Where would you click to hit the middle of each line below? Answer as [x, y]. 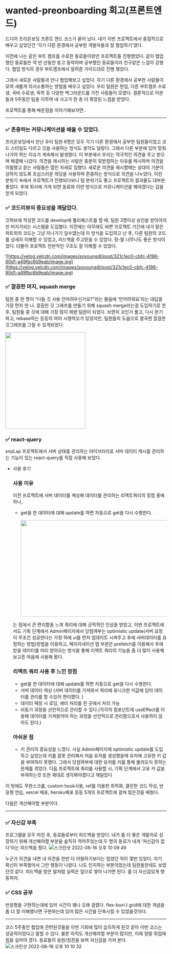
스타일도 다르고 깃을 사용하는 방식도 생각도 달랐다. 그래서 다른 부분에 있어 [84, 148]
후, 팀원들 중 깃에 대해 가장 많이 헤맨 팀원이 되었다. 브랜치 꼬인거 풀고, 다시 [79, 311]
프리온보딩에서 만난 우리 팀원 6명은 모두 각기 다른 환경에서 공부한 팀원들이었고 [83, 142]
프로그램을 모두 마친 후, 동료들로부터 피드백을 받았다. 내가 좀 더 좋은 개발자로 [82, 835]
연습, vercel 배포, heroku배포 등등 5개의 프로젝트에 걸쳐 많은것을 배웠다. [87, 792]
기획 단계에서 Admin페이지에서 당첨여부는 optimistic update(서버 [88, 631]
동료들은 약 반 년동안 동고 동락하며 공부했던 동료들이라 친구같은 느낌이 [84, 62]
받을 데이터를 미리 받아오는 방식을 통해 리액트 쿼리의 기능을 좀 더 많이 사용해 [89, 651]
